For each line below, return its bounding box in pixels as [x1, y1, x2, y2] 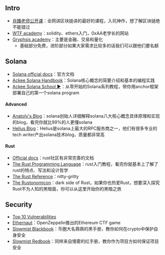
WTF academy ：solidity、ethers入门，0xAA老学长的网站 [12, 30, 129, 36]
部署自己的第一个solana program [12, 89, 79, 96]
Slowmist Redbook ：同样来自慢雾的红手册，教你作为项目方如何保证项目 [12, 238, 159, 244]
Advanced [5, 101, 27, 107]
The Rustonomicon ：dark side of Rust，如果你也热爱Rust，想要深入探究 [12, 180, 160, 186]
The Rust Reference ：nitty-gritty [12, 174, 79, 180]
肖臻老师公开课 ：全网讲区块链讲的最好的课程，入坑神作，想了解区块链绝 [12, 17, 160, 24]
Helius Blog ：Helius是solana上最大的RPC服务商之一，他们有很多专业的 [12, 125, 158, 131]
